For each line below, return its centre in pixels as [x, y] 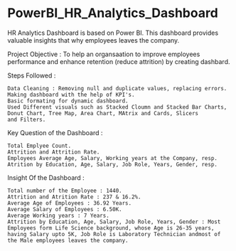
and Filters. [27, 119]
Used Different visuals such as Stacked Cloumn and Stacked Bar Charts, [117, 107]
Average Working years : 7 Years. [59, 215]
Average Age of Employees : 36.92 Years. [70, 203]
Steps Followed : [32, 75]
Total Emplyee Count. [39, 146]
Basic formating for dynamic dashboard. [68, 101]
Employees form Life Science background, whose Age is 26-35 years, [111, 228]
